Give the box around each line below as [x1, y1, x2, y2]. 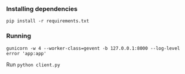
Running [6, 32, 32, 40]
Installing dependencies [6, 5, 78, 13]
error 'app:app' [6, 50, 47, 56]
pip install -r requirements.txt [6, 18, 90, 24]
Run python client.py [6, 61, 61, 68]
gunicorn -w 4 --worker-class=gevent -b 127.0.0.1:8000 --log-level [6, 45, 180, 52]
